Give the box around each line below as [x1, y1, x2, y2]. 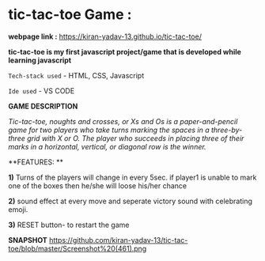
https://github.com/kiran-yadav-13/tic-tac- [48, 235, 188, 244]
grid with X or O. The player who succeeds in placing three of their [26, 133, 244, 143]
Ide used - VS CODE [8, 85, 75, 96]
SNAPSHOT [8, 235, 47, 244]
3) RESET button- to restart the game [8, 220, 130, 229]
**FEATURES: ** [8, 157, 64, 167]
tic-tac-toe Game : [8, 6, 132, 24]
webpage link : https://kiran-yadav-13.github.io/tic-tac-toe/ [8, 32, 202, 41]
